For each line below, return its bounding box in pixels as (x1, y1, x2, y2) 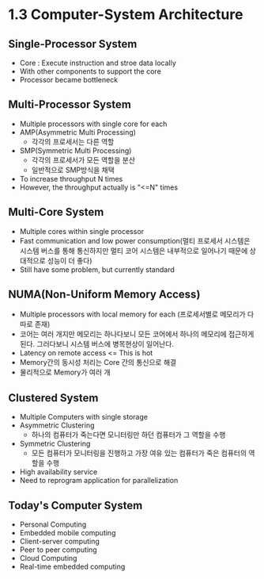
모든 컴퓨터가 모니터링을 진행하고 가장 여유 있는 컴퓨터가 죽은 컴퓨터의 (31, 448, 247, 458)
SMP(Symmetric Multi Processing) (19, 145, 132, 155)
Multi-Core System (8, 205, 104, 219)
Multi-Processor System (8, 98, 132, 112)
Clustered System (8, 391, 99, 405)
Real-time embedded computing (19, 562, 126, 572)
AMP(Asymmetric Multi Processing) (19, 127, 137, 136)
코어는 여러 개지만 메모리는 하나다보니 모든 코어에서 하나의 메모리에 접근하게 (19, 329, 255, 339)
